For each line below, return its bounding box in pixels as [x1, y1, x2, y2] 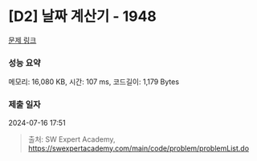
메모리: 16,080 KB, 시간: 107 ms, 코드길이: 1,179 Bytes [8, 77, 179, 87]
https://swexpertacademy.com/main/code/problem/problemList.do [27, 143, 250, 153]
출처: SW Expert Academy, [27, 134, 116, 144]
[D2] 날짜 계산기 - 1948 [8, 7, 157, 26]
